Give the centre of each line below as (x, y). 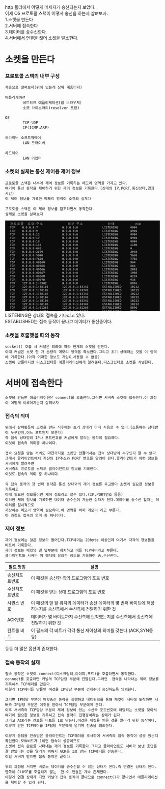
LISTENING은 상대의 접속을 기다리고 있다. (45, 315)
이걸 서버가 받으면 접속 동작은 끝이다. (39, 757)
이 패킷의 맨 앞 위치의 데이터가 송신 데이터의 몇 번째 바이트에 (88, 602)
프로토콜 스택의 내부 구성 (32, 76)
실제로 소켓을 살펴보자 (24, 214)
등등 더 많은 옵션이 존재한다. (32, 648)
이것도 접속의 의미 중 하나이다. (33, 474)
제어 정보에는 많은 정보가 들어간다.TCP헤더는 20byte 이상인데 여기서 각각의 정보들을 (80, 540)
